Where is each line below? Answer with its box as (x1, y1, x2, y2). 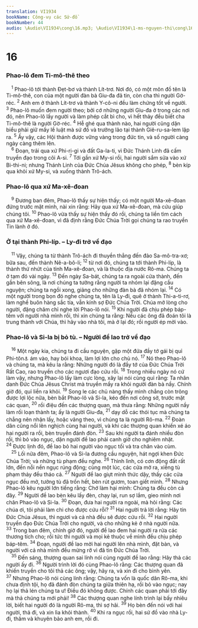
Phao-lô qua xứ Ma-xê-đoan (6, 182, 89, 190)
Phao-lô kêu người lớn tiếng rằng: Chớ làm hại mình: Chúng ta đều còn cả (6, 484, 184, 491)
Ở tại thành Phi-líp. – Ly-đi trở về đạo (6, 237, 112, 246)
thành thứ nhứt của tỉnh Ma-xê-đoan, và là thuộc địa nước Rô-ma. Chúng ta (6, 266, 189, 273)
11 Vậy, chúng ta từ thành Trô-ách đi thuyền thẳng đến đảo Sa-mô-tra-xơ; (11, 251, 189, 259)
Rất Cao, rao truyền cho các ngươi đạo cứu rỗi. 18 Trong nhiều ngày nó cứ (6, 367, 184, 375)
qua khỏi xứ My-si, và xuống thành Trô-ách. (6, 167, 113, 174)
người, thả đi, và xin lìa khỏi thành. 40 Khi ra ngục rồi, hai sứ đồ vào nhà (6, 608, 179, 616)
